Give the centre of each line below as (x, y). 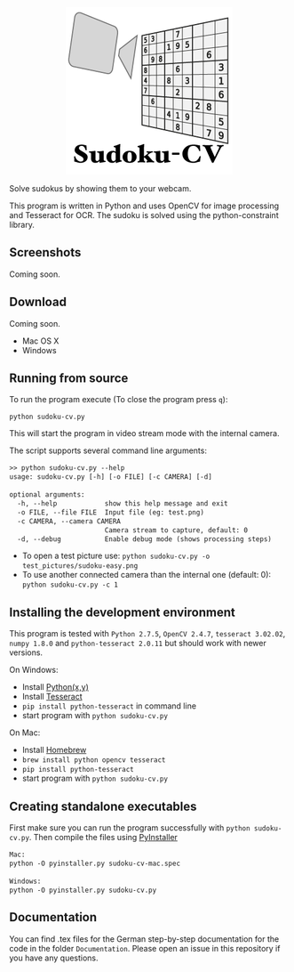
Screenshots (45, 252)
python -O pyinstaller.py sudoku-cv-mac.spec (95, 864)
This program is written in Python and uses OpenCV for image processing (144, 206)
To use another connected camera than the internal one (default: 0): (147, 575)
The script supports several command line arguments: (108, 450)
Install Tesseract (52, 697)
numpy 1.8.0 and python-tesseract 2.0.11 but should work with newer (138, 644)
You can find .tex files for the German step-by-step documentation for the (144, 939)
